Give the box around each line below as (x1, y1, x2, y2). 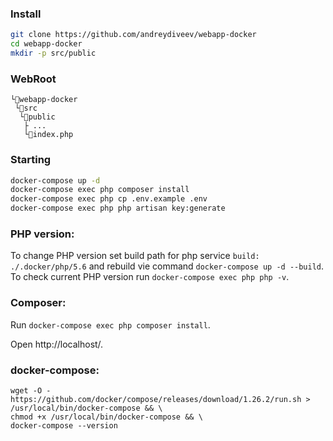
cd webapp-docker (10, 39, 83, 49)
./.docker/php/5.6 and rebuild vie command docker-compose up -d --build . (10, 260, 325, 272)
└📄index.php (23, 130, 74, 140)
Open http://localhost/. (10, 338, 104, 350)
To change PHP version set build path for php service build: (10, 250, 260, 262)
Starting (10, 153, 52, 167)
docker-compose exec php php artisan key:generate (10, 203, 226, 214)
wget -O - (10, 385, 52, 396)
